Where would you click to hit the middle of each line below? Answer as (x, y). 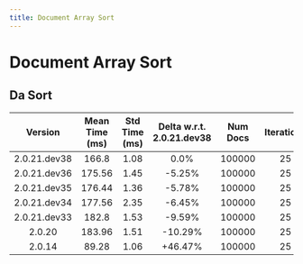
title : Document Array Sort (62, 18)
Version (43, 132)
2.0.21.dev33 (43, 217)
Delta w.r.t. (182, 126)
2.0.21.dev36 (43, 173)
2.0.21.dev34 (43, 202)
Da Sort (31, 96)
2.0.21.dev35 (43, 187)
